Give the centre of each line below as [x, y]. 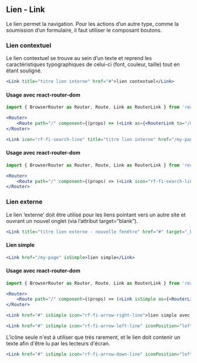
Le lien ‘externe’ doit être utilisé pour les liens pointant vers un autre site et [96, 215]
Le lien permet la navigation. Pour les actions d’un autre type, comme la [92, 24]
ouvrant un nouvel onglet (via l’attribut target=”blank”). [72, 221]
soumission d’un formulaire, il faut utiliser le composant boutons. [84, 30]
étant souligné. [24, 71]
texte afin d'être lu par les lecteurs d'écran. [58, 343]
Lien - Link [26, 10]
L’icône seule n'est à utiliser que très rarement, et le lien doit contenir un [93, 337]
